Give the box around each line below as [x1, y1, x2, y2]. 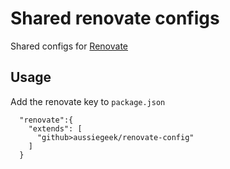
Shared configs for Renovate [10, 40, 128, 52]
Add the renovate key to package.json [10, 95, 166, 107]
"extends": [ [28, 123, 83, 134]
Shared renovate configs [10, 7, 220, 30]
